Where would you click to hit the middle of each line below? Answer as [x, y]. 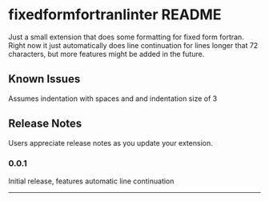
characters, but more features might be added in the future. [106, 54]
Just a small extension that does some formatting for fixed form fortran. [126, 37]
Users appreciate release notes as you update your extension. [111, 143]
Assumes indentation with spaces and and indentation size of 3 [113, 98]
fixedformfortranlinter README [115, 15]
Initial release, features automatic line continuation [91, 181]
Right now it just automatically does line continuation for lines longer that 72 [133, 45]
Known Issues [44, 79]
